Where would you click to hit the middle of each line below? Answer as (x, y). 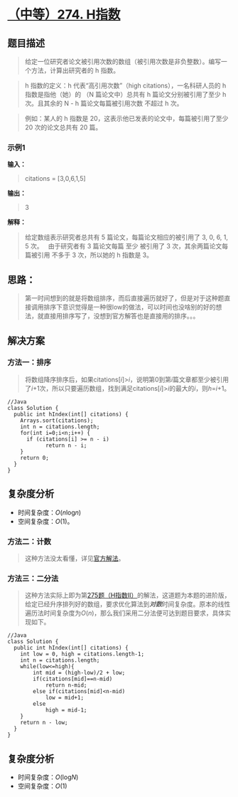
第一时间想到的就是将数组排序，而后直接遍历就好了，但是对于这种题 (124, 298)
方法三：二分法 (33, 579)
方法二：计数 (29, 542)
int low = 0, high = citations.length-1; (82, 654)
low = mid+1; (64, 698)
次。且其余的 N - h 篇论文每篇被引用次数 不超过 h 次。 (104, 103)
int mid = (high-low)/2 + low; (79, 673)
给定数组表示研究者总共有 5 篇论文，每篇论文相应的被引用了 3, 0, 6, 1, (126, 237)
